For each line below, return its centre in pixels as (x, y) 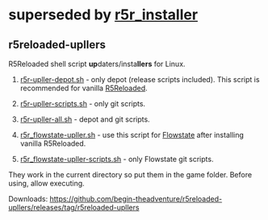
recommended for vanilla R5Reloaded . (84, 88)
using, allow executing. (46, 183)
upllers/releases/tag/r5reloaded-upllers (74, 208)
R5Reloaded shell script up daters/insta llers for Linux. (97, 64)
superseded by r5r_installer (103, 15)
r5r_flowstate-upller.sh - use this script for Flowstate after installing (132, 135)
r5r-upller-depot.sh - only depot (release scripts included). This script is (140, 79)
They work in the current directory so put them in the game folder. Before (130, 174)
